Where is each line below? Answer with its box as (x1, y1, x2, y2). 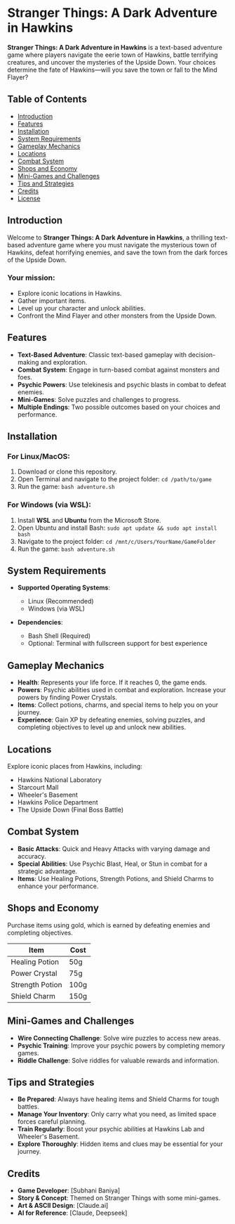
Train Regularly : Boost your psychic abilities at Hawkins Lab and (17, 1125, 205, 1133)
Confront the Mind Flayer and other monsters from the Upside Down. (17, 311, 217, 320)
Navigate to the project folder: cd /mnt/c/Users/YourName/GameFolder (17, 537, 216, 545)
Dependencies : (17, 618, 63, 627)
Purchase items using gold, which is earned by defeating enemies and (7, 920, 210, 929)
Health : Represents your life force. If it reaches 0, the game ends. (17, 678, 207, 686)
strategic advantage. (17, 866, 78, 875)
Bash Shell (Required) (27, 632, 91, 640)
